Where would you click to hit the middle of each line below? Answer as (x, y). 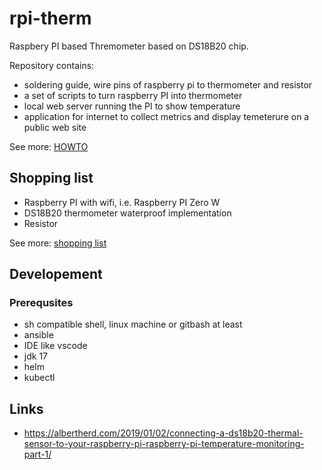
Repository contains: (52, 65)
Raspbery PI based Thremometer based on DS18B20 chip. (129, 46)
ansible (38, 335)
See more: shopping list (58, 243)
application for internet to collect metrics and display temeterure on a (166, 116)
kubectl (39, 378)
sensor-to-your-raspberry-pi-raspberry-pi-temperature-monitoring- (164, 444)
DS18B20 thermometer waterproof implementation (127, 213)
